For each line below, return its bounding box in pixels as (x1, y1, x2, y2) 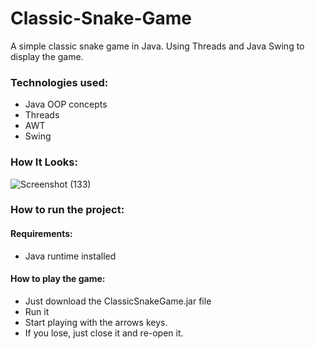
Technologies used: (10, 75, 109, 89)
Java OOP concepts (24, 98, 108, 111)
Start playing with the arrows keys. (24, 316, 168, 328)
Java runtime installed (24, 250, 117, 262)
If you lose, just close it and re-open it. (24, 327, 184, 339)
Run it (24, 305, 50, 317)
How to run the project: (10, 203, 125, 217)
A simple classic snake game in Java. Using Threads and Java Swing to (10, 40, 305, 52)
